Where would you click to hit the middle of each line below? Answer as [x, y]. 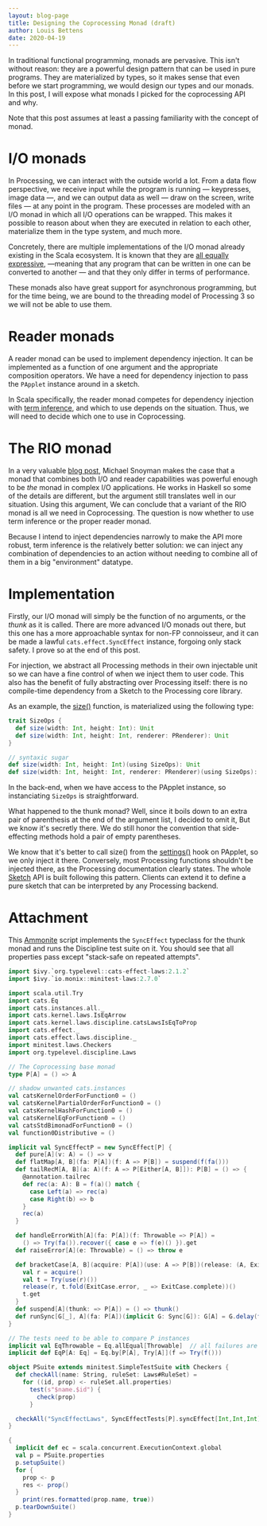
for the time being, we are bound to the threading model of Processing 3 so [132, 296]
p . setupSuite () [41, 1462]
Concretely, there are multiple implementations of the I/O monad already [126, 247]
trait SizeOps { [35, 721]
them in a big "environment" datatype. [71, 563]
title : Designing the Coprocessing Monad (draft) [92, 23]
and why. [23, 103]
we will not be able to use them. [60, 305]
